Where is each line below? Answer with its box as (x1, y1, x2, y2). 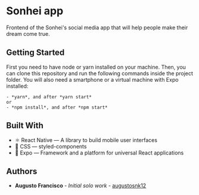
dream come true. (6, 30, 51, 37)
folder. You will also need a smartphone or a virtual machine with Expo (6, 76, 179, 83)
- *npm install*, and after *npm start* (6, 104, 108, 110)
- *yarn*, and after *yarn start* (6, 94, 92, 100)
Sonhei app (6, 4, 64, 18)
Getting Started (6, 48, 65, 58)
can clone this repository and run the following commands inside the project (6, 70, 194, 77)
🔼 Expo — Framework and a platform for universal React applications (14, 149, 184, 156)
